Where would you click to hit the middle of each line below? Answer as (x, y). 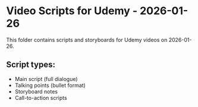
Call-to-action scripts (41, 98)
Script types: (31, 65)
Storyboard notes (36, 91)
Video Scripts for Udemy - (72, 11)
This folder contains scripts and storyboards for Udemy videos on (87, 40)
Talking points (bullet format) (50, 85)
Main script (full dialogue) (46, 79)
